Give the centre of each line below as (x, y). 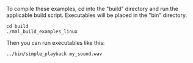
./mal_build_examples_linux (42, 31)
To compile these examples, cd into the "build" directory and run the (92, 9)
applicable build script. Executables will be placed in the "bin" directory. (97, 15)
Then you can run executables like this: (56, 43)
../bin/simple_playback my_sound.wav (54, 54)
